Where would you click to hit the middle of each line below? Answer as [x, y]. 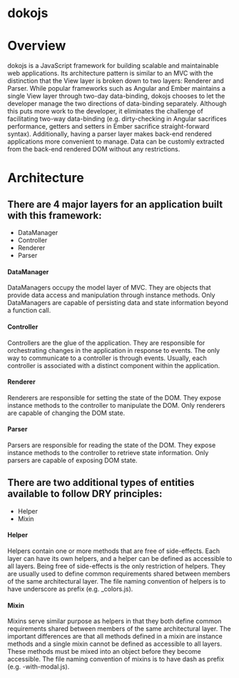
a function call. [29, 310]
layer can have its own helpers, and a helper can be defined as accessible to [120, 558]
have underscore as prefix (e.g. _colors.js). [70, 589]
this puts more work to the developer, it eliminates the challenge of [105, 111]
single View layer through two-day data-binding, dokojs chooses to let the [116, 96]
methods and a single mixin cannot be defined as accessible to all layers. [115, 644]
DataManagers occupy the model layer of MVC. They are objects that [110, 288]
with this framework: [55, 215]
